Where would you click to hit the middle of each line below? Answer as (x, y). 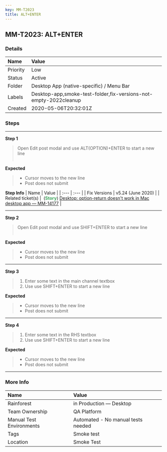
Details (14, 49)
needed (82, 426)
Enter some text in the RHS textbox (60, 335)
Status (15, 78)
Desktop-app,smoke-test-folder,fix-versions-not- (92, 94)
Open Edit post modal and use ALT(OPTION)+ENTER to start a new (86, 148)
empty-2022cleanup (56, 100)
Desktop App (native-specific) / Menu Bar (81, 86)
